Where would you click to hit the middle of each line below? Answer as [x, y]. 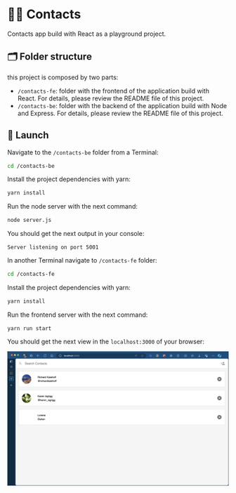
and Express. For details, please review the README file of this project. [120, 113]
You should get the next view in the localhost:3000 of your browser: [106, 341]
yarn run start [29, 328]
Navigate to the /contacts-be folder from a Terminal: [83, 152]
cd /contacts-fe [31, 274]
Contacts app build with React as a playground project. [87, 34]
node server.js [29, 221]
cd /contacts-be [31, 166]
